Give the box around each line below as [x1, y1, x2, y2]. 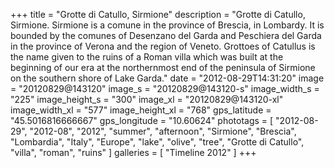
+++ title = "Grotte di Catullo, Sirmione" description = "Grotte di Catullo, [10, 9, 306, 20]
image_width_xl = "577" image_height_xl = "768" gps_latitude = [10, 104, 272, 116]
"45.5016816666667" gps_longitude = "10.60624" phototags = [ [10, 115, 274, 126]
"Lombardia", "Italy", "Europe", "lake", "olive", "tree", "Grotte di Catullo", [10, 136, 305, 148]
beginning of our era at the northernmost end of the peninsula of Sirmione [10, 62, 316, 73]
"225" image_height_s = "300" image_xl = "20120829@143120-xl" [10, 94, 284, 105]
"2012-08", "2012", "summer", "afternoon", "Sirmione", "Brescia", [29, 125, 297, 137]
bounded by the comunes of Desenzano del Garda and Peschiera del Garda [10, 30, 322, 41]
